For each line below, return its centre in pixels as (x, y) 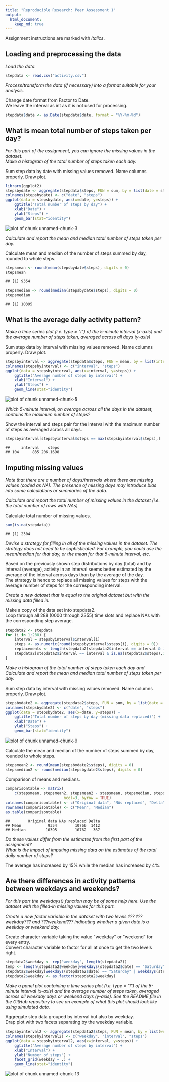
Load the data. (21, 67)
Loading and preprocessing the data (63, 54)
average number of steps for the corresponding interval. (64, 585)
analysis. (15, 90)
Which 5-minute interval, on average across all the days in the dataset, (79, 409)
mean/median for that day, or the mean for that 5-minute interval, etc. (78, 554)
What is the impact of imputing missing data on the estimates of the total (81, 850)
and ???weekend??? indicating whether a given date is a (91, 922)
